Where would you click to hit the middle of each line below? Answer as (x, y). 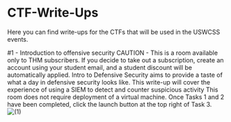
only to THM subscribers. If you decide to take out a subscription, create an (115, 60)
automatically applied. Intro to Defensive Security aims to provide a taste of (115, 75)
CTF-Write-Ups (53, 13)
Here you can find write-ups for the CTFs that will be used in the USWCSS (114, 32)
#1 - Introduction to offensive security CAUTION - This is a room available (112, 53)
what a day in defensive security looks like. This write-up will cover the (109, 82)
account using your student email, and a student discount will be (100, 67)
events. (18, 39)
